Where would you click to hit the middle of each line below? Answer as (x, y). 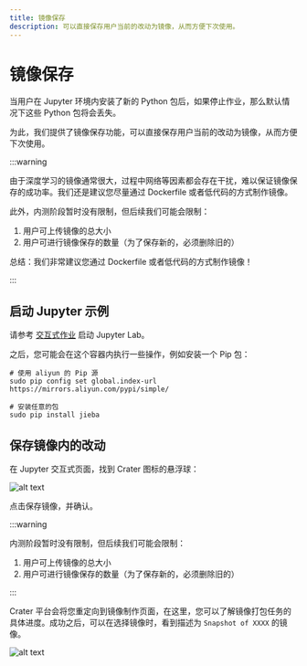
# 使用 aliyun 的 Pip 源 (54, 374)
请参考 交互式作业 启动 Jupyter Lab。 (79, 335)
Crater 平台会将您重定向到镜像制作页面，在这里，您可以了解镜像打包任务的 (151, 611)
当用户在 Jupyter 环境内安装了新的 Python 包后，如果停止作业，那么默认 (146, 101)
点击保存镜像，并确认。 (53, 506)
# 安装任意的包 (34, 407)
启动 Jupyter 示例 (59, 311)
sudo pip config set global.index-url (83, 381)
